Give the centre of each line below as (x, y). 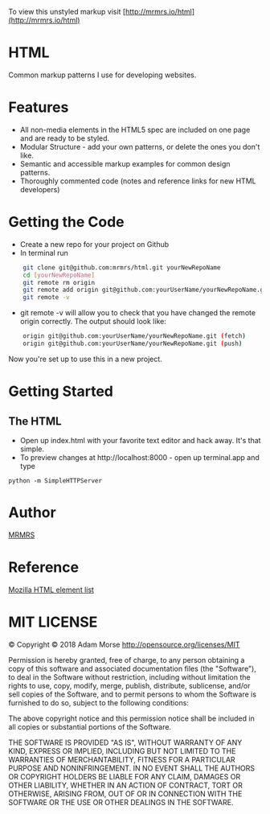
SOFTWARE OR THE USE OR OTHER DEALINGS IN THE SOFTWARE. (121, 802)
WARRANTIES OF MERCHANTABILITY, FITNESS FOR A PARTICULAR (122, 759)
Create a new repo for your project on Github (94, 244)
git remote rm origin (59, 282)
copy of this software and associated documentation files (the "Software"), (133, 668)
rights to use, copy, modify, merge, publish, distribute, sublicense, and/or (129, 685)
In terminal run (44, 253)
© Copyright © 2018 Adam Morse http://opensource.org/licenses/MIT (124, 644)
